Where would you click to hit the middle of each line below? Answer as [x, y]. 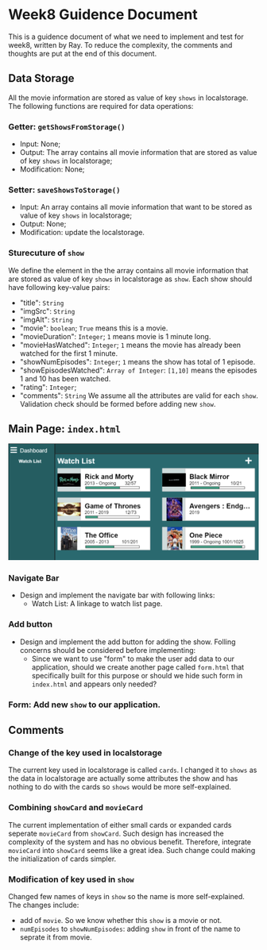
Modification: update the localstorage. [82, 233]
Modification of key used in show [71, 879]
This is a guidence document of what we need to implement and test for [126, 37]
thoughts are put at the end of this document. [83, 53]
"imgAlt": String [46, 319]
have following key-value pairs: [59, 287]
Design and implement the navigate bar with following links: [117, 595]
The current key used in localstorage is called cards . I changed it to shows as [133, 770]
